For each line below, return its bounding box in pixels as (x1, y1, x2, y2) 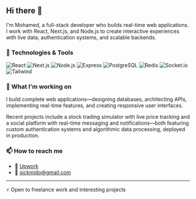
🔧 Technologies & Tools (6, 48, 74, 56)
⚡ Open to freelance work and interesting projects (6, 186, 126, 193)
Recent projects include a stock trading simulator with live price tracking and (6, 114, 190, 121)
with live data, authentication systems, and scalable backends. (6, 33, 156, 41)
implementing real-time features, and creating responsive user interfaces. (6, 102, 184, 109)
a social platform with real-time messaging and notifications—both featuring (6, 119, 190, 126)
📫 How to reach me (6, 147, 63, 155)
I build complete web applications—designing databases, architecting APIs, (6, 96, 187, 103)
